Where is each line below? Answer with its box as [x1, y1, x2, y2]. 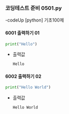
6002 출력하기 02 [5, 73, 42, 79]
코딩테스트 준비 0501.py [5, 4, 62, 11]
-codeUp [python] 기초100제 [5, 17, 64, 24]
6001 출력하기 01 [5, 30, 40, 36]
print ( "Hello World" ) [5, 85, 51, 90]
